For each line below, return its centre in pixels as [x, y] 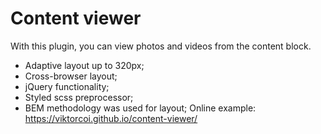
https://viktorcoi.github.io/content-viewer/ [111, 118]
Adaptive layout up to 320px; [84, 65]
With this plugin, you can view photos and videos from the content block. [161, 46]
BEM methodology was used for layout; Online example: [140, 108]
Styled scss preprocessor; [79, 97]
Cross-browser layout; [71, 76]
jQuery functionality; [67, 86]
